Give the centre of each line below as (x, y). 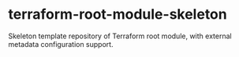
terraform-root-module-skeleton (118, 14)
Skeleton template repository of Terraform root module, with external (120, 36)
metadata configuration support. (61, 44)
